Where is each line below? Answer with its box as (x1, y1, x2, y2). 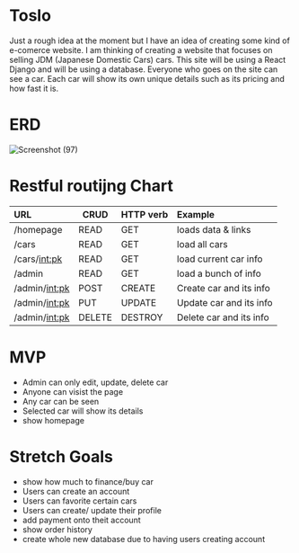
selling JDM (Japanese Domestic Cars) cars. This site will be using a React (9, 54, 286, 65)
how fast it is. (9, 83, 59, 94)
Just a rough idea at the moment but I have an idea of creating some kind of (9, 35, 290, 46)
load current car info (176, 253, 263, 265)
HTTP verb (120, 208, 169, 220)
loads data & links (176, 223, 251, 236)
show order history (22, 523, 92, 535)
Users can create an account (22, 486, 130, 496)
